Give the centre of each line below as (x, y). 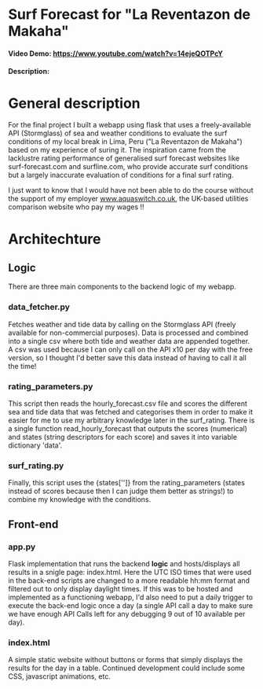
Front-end (33, 524)
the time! (22, 366)
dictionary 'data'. (35, 445)
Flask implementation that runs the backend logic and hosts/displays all (124, 563)
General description (74, 103)
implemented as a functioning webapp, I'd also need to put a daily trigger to (131, 597)
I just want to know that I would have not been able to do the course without (131, 190)
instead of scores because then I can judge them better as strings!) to (121, 491)
